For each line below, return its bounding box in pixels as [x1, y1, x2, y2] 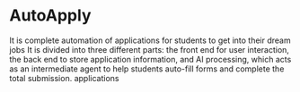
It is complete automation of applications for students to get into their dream [9, 35, 291, 46]
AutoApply [9, 5, 92, 26]
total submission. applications [9, 72, 119, 83]
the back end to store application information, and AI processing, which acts [9, 54, 292, 64]
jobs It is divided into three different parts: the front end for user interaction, [9, 44, 290, 54]
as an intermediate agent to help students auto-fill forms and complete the [9, 63, 285, 74]
